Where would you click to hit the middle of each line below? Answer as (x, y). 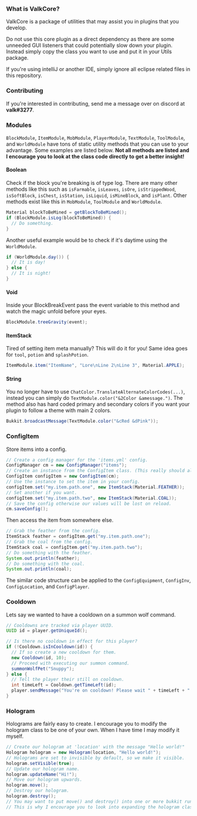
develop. (17, 28)
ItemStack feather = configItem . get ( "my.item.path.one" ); (78, 537)
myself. (15, 736)
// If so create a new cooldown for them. (64, 653)
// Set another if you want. (42, 493)
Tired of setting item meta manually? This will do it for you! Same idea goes (97, 349)
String (14, 379)
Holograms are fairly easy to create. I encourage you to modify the (86, 724)
